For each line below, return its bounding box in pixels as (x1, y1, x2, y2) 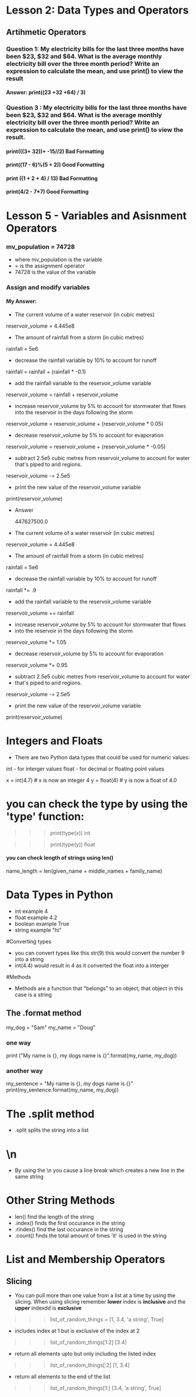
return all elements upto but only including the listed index (14, 1350, 156, 1357)
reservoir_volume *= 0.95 (6, 662, 68, 668)
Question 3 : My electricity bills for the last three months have (6, 104, 187, 112)
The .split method (6, 1107, 94, 1121)
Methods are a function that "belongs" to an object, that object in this (14, 985, 184, 992)
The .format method (6, 1008, 81, 1019)
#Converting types (6, 938, 52, 945)
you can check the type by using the (6, 798, 188, 811)
